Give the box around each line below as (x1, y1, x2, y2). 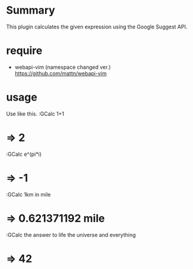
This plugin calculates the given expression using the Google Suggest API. (6, 23, 188, 30)
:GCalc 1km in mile (6, 191, 52, 198)
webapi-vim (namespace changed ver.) (14, 63, 111, 71)
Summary (6, 4, 55, 17)
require (6, 44, 43, 57)
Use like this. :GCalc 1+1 (6, 110, 65, 117)
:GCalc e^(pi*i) (6, 150, 42, 158)
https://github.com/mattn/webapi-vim (14, 69, 107, 77)
